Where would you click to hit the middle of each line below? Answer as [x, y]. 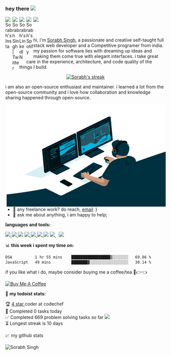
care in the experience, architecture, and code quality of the [89, 62]
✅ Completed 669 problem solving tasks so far [54, 317]
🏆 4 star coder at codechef [34, 304]
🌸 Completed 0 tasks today [34, 311]
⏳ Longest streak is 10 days [34, 323]
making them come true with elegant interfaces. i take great [96, 57]
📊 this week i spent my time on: [40, 245]
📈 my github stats [24, 336]
